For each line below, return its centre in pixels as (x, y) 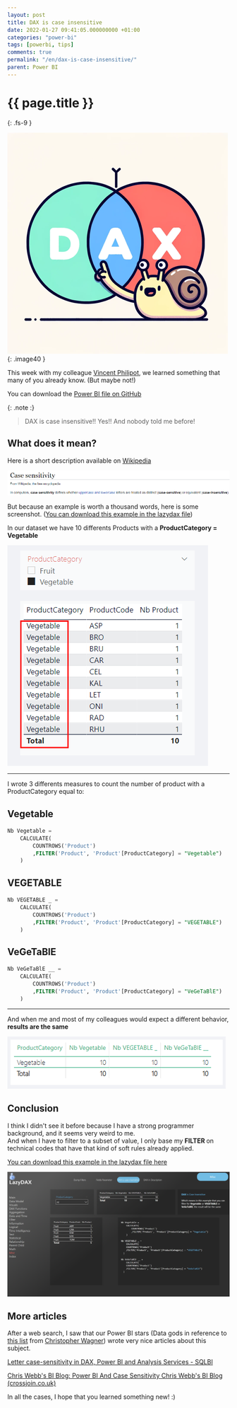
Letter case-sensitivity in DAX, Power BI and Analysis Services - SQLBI (110, 1362)
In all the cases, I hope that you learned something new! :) (91, 1397)
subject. (19, 1349)
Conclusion (33, 1108)
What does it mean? (52, 443)
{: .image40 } (26, 359)
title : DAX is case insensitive (55, 22)
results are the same (38, 1027)
